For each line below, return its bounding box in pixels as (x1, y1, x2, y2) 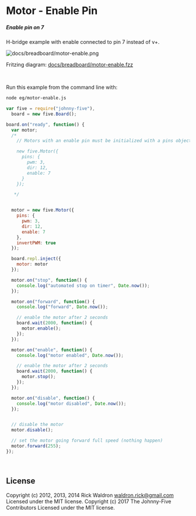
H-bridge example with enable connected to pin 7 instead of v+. (6, 39, 160, 46)
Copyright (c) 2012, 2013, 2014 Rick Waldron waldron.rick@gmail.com (6, 491, 174, 498)
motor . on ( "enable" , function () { (11, 347, 93, 353)
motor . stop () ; (21, 374, 57, 380)
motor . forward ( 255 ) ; (11, 443, 61, 449)
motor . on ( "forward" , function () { (11, 299, 95, 304)
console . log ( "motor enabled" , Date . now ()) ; (16, 352, 124, 358)
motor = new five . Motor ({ (11, 207, 75, 213)
